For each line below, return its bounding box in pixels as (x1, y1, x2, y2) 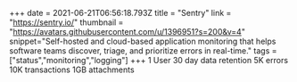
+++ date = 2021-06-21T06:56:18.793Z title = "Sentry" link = (9, 8, 232, 18)
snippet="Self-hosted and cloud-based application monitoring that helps (9, 36, 276, 46)
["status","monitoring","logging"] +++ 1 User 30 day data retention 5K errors (9, 55, 288, 65)
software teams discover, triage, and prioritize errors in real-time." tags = (9, 45, 278, 56)
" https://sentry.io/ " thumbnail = (9, 17, 124, 28)
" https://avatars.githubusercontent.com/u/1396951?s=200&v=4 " (9, 27, 245, 37)
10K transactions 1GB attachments (9, 64, 136, 75)
